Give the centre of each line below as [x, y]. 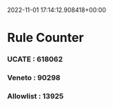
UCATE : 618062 [35, 59]
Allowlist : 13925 [35, 96]
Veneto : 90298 [34, 78]
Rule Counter [45, 38]
